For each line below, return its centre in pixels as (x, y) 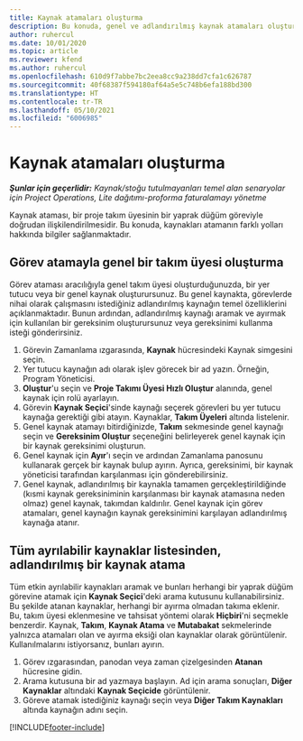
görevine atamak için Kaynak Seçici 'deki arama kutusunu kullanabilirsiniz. (147, 596)
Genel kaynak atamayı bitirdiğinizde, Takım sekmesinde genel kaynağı (153, 426)
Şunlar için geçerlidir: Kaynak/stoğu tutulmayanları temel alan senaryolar (147, 188)
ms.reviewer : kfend (46, 60)
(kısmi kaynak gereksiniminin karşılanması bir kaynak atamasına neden (154, 494)
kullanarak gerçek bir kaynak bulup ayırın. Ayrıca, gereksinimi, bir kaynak (158, 465)
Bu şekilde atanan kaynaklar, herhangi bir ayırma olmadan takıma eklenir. (145, 606)
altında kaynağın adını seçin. (75, 709)
